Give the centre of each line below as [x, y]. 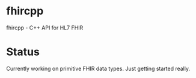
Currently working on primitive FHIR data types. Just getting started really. [98, 68]
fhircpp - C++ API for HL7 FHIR [45, 28]
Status [23, 52]
